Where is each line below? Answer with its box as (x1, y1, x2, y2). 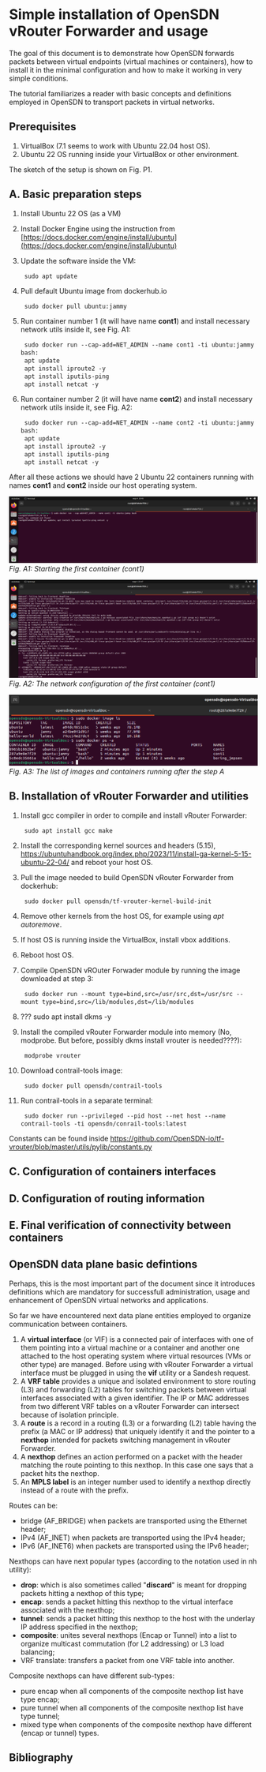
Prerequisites (9, 120, 77, 133)
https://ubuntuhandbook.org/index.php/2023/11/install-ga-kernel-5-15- (20, 849, 252, 858)
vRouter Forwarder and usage (9, 22, 208, 40)
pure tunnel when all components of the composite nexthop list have (20, 1703, 244, 1712)
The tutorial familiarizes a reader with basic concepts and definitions (9, 88, 232, 98)
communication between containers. (9, 1319, 129, 1328)
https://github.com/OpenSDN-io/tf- (110, 1133, 225, 1143)
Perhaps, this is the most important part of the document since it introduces (9, 1279, 256, 1288)
